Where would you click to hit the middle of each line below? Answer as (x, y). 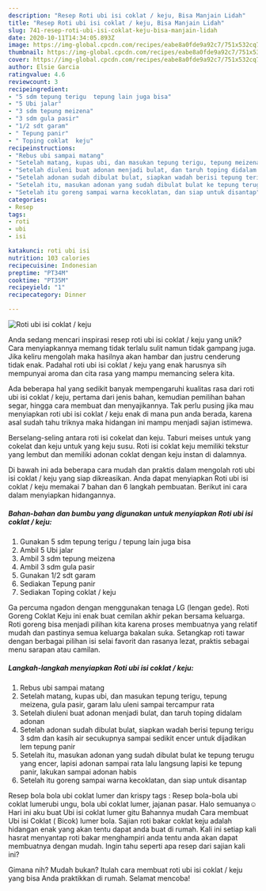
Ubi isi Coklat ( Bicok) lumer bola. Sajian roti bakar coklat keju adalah (120, 821)
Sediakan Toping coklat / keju (68, 592)
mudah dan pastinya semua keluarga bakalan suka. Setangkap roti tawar (127, 632)
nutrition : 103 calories (49, 258)
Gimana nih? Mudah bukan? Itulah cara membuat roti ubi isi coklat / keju (125, 870)
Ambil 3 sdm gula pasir (57, 566)
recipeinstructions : (42, 148)
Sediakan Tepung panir (57, 584)
